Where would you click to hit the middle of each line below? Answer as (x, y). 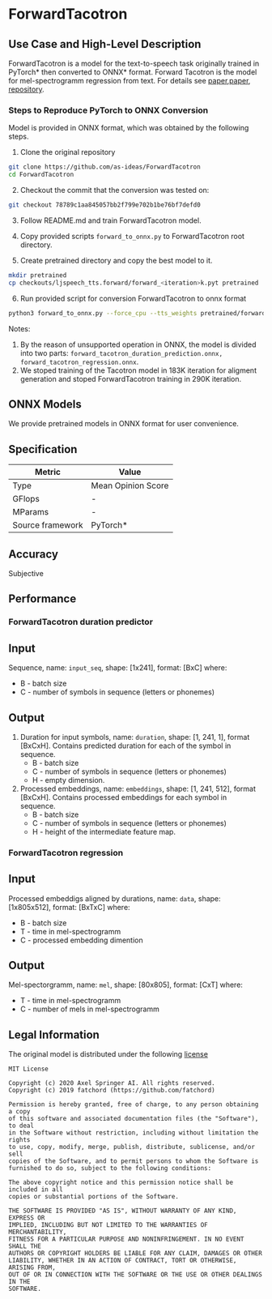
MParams (31, 512)
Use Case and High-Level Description (105, 44)
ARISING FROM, (32, 1268)
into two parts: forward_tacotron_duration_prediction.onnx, (121, 353)
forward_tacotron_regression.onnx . (79, 361)
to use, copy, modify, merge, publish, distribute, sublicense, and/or (132, 1147)
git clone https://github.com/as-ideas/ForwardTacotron (104, 167)
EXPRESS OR (27, 1218)
